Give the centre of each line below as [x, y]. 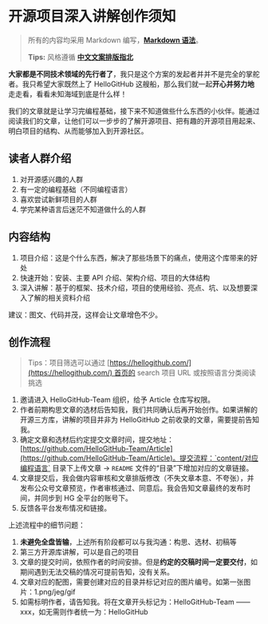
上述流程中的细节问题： [47, 525]
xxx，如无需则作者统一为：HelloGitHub [84, 612]
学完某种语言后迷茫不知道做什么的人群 [83, 209]
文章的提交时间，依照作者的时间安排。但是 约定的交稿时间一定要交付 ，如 [138, 562]
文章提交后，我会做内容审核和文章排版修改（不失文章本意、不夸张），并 [137, 478]
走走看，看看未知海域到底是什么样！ [68, 93]
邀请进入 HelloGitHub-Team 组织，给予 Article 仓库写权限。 [117, 399]
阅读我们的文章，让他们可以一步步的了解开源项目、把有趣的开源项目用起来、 [134, 121]
